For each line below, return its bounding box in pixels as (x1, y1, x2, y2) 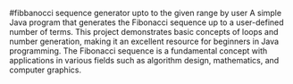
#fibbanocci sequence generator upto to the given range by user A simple (9, 8, 282, 18)
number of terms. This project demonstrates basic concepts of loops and (9, 27, 279, 37)
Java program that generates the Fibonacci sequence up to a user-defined (9, 17, 284, 28)
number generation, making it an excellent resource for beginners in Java (9, 36, 280, 46)
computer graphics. (9, 64, 82, 75)
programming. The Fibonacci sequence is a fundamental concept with (9, 46, 268, 56)
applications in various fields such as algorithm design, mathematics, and (9, 55, 280, 65)
